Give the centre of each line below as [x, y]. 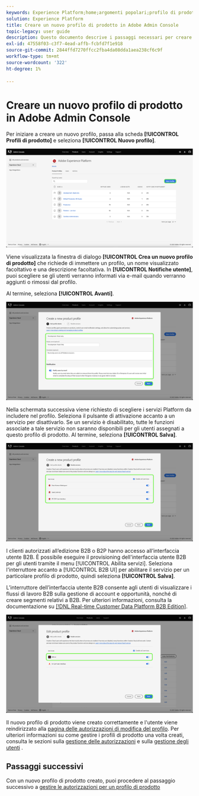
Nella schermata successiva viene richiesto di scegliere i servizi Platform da [99, 409]
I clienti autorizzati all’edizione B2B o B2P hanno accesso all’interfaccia [93, 551]
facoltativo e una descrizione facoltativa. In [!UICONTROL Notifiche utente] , [99, 269]
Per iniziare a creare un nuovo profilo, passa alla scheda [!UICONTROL [92, 134]
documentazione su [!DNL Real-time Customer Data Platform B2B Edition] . [97, 606]
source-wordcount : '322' [37, 62]
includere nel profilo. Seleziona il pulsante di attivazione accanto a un [91, 416]
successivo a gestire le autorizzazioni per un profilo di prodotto [83, 787]
